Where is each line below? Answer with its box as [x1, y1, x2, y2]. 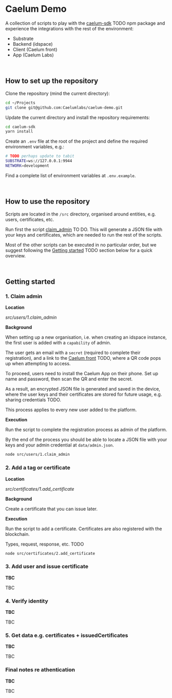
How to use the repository [5, 197, 90, 206]
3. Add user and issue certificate [5, 563, 89, 570]
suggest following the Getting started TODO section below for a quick [5, 247, 153, 253]
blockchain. [5, 531, 30, 537]
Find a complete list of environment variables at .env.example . [5, 172, 136, 179]
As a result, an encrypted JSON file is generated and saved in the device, [5, 386, 161, 392]
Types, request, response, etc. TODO [5, 541, 84, 547]
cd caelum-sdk [5, 124, 36, 129]
